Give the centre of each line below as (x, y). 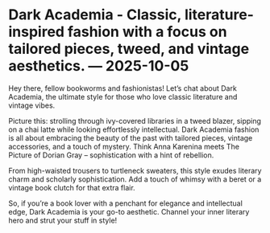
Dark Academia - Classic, (95, 15)
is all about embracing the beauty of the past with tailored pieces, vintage (131, 137)
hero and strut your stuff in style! (63, 220)
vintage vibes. (32, 105)
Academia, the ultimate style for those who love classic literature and (123, 96)
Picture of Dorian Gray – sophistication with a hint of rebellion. (111, 155)
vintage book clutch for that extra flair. (72, 187)
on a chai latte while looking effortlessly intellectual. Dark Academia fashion (134, 129)
